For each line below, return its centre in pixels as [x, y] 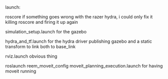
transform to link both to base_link [40, 46]
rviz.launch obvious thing [31, 56]
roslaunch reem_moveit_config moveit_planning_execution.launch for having [84, 66]
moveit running [21, 71]
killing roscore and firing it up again [42, 22]
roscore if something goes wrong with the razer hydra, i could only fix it [79, 17]
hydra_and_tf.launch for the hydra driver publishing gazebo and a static [78, 41]
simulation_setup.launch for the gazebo [46, 32]
